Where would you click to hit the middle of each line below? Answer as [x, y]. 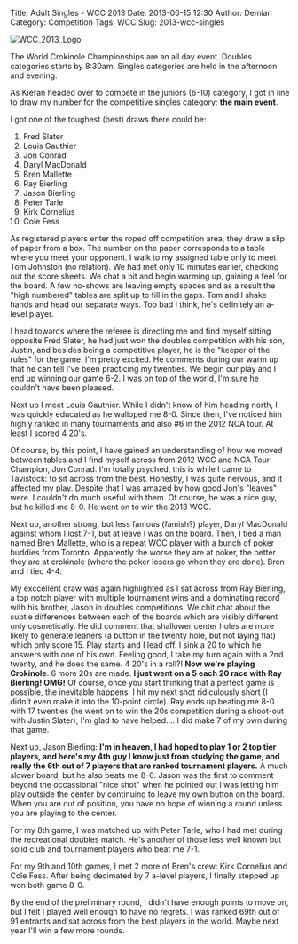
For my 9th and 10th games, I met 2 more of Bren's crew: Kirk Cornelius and [149, 866]
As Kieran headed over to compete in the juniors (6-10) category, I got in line [150, 93]
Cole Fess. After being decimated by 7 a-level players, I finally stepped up [145, 876]
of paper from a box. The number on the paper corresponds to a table [137, 248]
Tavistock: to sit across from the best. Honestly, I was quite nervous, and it [146, 479]
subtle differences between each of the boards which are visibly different [144, 617]
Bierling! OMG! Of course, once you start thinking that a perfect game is [142, 683]
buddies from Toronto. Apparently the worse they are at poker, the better [143, 552]
